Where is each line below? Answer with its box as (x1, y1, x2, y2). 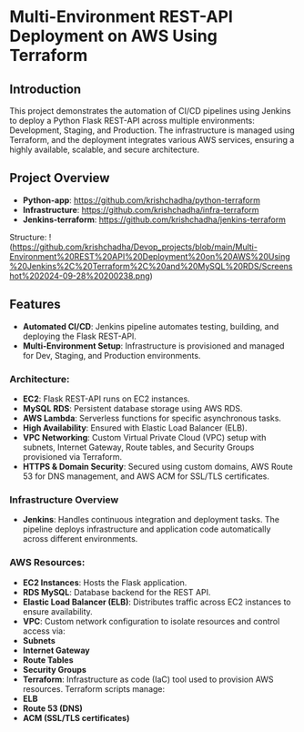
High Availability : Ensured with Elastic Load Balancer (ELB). (22, 422, 248, 433)
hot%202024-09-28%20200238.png (9, 270, 150, 281)
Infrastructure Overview (9, 493, 119, 506)
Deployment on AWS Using (9, 25, 218, 46)
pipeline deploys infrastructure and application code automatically (22, 524, 271, 534)
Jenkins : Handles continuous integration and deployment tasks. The (22, 514, 280, 525)
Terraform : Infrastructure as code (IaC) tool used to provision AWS (22, 674, 275, 685)
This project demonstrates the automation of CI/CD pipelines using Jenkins (9, 106, 291, 116)
